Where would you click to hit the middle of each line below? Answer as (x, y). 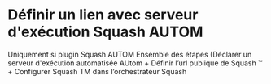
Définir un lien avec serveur (103, 15)
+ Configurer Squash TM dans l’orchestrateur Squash (97, 71)
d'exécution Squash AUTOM (105, 32)
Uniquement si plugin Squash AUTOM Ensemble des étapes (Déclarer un (130, 54)
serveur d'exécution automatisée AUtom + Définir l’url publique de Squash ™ (135, 63)
